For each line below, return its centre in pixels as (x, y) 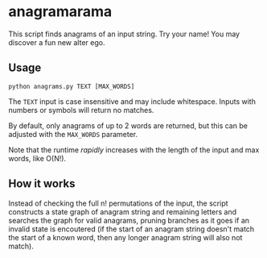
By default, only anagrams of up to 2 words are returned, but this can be (128, 125)
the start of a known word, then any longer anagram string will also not (125, 237)
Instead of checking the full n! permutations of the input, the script (118, 203)
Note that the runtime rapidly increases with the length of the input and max (134, 150)
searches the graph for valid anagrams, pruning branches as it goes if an (129, 220)
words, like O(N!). (37, 158)
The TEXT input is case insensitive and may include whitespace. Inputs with (132, 101)
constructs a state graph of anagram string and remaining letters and (123, 211)
